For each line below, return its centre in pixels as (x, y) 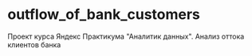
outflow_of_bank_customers (104, 15)
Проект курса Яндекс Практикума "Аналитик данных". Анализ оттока (126, 36)
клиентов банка (34, 44)
